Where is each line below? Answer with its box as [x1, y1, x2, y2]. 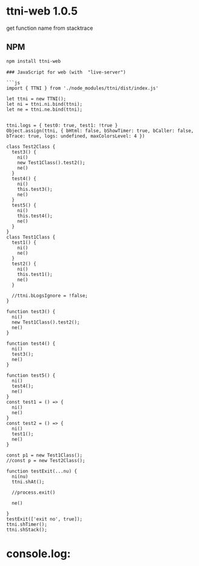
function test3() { [6, 308, 56, 314]
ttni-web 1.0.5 [6, 4, 78, 18]
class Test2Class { [6, 143, 56, 150]
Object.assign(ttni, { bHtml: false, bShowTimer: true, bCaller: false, [6, 128, 194, 134]
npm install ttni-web [6, 58, 61, 64]
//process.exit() [12, 489, 56, 495]
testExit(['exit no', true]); [6, 516, 83, 522]
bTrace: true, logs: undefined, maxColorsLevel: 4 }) [6, 133, 146, 139]
